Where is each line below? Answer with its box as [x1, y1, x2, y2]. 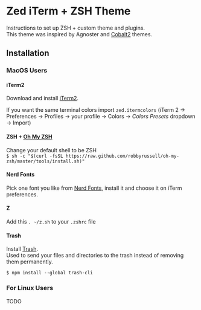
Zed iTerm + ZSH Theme [6, 4, 131, 18]
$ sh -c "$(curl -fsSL [6, 153, 63, 159]
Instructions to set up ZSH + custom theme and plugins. [6, 24, 145, 31]
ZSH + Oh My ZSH [6, 133, 53, 140]
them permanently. [6, 258, 53, 265]
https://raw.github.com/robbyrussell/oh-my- [65, 153, 180, 159]
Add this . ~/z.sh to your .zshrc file [6, 218, 96, 225]
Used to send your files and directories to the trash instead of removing [6, 252, 184, 259]
